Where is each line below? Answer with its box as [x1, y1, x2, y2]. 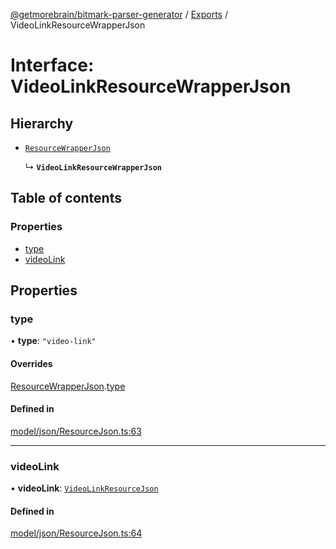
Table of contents [10, 190, 122, 207]
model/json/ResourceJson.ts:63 [10, 425, 142, 437]
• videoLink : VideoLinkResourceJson [10, 482, 159, 494]
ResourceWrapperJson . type [10, 380, 126, 392]
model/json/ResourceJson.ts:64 [10, 527, 143, 539]
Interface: [10, 54, 95, 77]
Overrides [10, 357, 53, 369]
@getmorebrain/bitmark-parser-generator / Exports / [10, 9, 228, 20]
